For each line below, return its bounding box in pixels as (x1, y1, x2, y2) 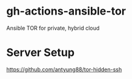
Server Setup (6, 46, 75, 60)
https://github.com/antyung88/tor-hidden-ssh (6, 66, 122, 73)
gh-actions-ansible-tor (6, 4, 127, 18)
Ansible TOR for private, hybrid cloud (6, 24, 100, 32)
